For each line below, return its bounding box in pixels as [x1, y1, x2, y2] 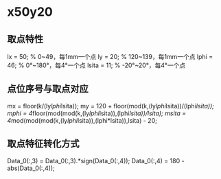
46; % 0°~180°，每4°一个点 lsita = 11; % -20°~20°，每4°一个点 [7, 61, 186, 69]
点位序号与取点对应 [7, 83, 89, 95]
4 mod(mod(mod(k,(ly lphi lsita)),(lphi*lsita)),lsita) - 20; [7, 116, 158, 124]
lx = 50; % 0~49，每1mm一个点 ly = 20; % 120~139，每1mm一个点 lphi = [7, 53, 213, 60]
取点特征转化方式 [7, 138, 80, 150]
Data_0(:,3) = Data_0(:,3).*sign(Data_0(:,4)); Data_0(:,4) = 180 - [7, 156, 185, 165]
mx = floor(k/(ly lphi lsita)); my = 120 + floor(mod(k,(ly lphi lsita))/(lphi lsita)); [7, 102, 215, 110]
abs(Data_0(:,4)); [7, 164, 55, 172]
